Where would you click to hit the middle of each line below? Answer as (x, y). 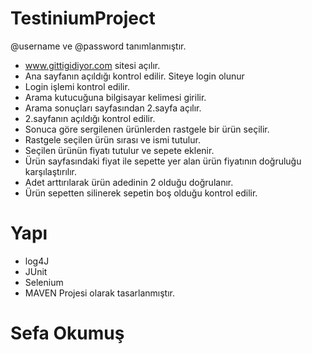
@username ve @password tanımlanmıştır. (98, 46)
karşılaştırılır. (51, 171)
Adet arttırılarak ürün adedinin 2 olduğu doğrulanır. (129, 182)
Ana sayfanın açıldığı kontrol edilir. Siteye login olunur (134, 76)
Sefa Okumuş (67, 333)
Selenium (44, 282)
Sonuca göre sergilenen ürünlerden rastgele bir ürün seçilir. (147, 129)
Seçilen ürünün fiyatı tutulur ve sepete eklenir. (119, 150)
